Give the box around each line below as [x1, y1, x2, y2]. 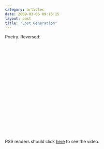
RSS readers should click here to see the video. [5, 139, 100, 145]
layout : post [5, 16, 31, 21]
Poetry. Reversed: [5, 34, 41, 40]
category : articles [5, 7, 45, 12]
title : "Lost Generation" [5, 20, 57, 26]
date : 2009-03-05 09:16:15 [5, 12, 59, 17]
